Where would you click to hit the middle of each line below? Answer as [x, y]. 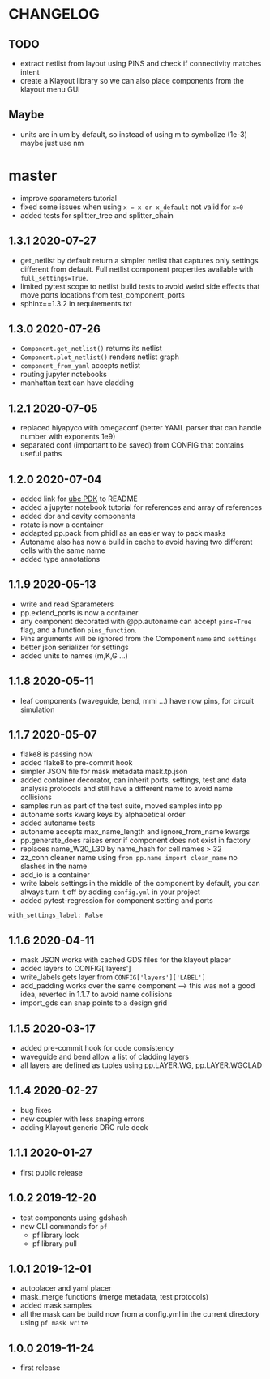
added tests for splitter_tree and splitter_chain [97, 215]
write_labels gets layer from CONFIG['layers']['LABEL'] [113, 977]
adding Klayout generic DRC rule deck [84, 1127]
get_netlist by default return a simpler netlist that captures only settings [139, 260]
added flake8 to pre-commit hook [76, 763]
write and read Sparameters [67, 604]
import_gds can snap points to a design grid [94, 1003]
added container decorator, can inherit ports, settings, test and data [133, 780]
